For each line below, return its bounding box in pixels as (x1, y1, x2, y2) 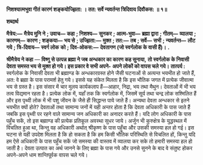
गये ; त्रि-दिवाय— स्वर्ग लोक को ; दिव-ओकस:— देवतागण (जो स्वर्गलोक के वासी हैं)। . (6, 44, 170, 51)
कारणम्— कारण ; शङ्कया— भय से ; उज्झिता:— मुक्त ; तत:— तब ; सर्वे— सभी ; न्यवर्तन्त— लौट (6, 37, 196, 44)
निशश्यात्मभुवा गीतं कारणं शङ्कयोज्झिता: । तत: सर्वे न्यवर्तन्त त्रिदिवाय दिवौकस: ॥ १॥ (6, 6, 167, 13)
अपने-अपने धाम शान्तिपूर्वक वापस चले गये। (6, 152, 88, 158)
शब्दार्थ (6, 18, 19, 25)
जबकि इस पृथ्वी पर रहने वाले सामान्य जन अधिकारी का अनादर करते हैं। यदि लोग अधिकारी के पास (6, 110, 191, 118)
